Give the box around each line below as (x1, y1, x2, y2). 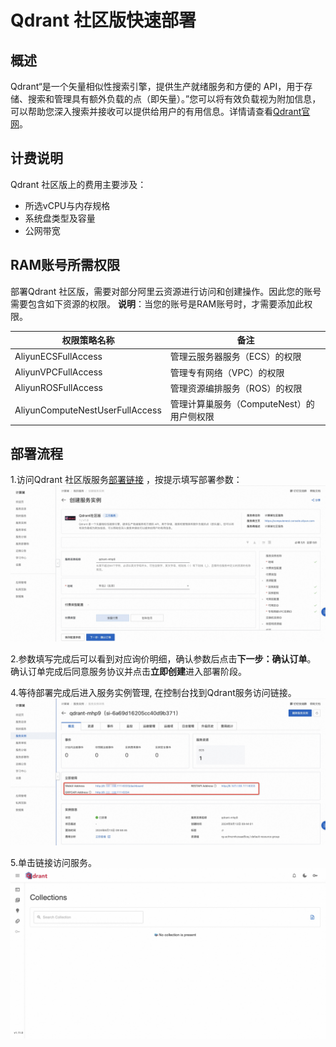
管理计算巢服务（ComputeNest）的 (169, 398, 315, 410)
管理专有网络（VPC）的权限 (169, 366, 285, 378)
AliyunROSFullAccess (14, 382, 104, 394)
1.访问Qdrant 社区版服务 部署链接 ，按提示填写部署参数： (10, 474, 243, 486)
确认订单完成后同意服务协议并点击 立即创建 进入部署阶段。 (10, 666, 247, 678)
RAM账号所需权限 (10, 257, 121, 274)
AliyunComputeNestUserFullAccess (14, 404, 162, 416)
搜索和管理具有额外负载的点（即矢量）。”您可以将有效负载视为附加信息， (27, 93, 322, 105)
